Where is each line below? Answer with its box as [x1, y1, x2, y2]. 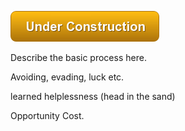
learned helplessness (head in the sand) [10, 91, 176, 102]
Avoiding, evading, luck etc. [10, 71, 125, 83]
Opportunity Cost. [10, 110, 85, 121]
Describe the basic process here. [10, 52, 147, 63]
